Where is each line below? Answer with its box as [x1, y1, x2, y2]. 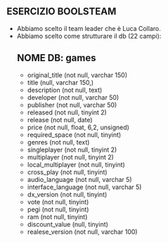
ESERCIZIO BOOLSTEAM [6, 6, 117, 18]
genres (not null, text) [27, 138, 90, 146]
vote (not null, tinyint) [27, 197, 89, 206]
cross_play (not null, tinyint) [27, 168, 108, 176]
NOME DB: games [16, 52, 96, 64]
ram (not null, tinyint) [27, 212, 88, 221]
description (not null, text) [27, 86, 103, 94]
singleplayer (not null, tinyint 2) [27, 145, 117, 154]
